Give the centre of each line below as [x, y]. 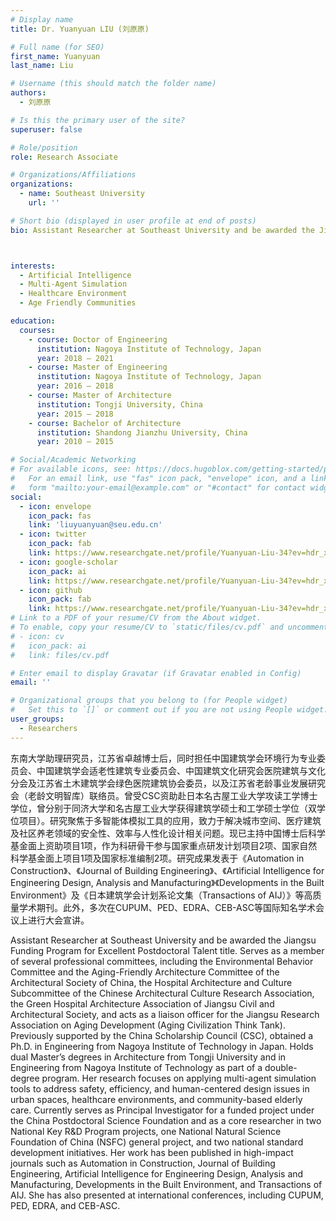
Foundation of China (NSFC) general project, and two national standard [157, 1142]
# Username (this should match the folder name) [113, 84]
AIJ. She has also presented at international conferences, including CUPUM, [167, 1195]
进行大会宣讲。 [58, 920]
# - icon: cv [37, 636]
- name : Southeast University [82, 194]
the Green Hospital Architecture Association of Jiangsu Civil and [142, 1003]
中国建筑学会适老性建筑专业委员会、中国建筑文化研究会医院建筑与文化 [181, 770]
